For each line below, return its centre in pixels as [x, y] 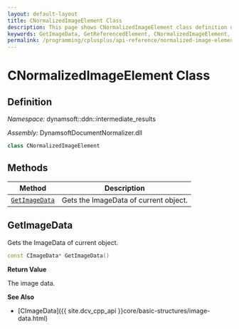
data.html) [33, 318]
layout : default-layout [43, 14]
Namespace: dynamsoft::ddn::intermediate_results [82, 119]
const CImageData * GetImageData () [59, 256]
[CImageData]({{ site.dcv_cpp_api [67, 310]
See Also [21, 297]
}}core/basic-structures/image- [164, 310]
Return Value [27, 269]
